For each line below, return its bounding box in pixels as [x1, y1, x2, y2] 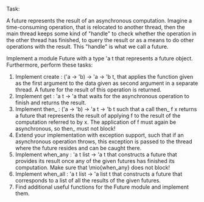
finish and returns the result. [15, 99, 86, 106]
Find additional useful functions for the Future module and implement [15, 183, 189, 190]
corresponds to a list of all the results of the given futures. [15, 177, 161, 184]
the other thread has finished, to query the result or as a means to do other [6, 37, 194, 43]
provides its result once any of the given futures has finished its [15, 157, 175, 164]
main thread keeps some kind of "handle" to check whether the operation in [6, 30, 197, 37]
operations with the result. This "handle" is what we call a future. [6, 43, 169, 50]
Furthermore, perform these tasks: [6, 61, 93, 68]
